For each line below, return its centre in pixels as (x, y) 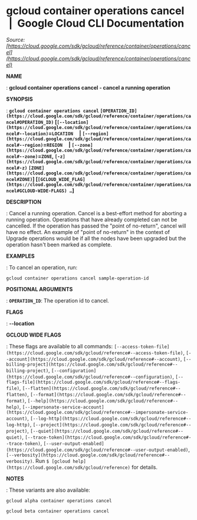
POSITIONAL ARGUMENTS (40, 289)
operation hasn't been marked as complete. (59, 244)
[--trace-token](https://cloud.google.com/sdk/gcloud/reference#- (108, 437)
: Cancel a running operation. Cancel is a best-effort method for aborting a (96, 213)
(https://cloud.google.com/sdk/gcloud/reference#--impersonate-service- (97, 412)
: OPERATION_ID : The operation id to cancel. (58, 300)
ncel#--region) (25, 145)
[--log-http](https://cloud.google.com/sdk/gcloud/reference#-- (111, 419)
